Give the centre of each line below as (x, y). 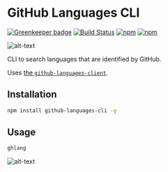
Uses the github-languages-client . (58, 72)
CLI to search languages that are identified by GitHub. (84, 59)
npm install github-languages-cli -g (62, 110)
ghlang (17, 148)
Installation (32, 94)
